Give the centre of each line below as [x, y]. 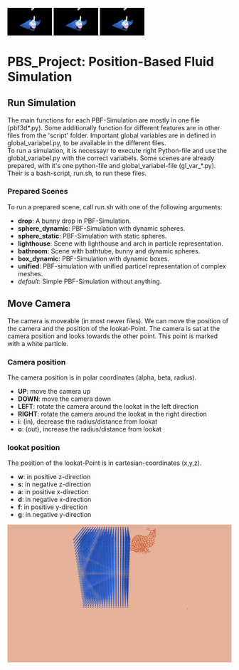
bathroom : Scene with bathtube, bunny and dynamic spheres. [109, 251]
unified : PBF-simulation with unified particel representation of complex [122, 266]
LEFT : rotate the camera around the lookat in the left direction [108, 406]
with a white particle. [38, 343]
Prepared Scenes [38, 192]
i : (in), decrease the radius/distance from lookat [87, 422]
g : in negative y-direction [54, 515]
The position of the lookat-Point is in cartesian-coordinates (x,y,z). [105, 463]
